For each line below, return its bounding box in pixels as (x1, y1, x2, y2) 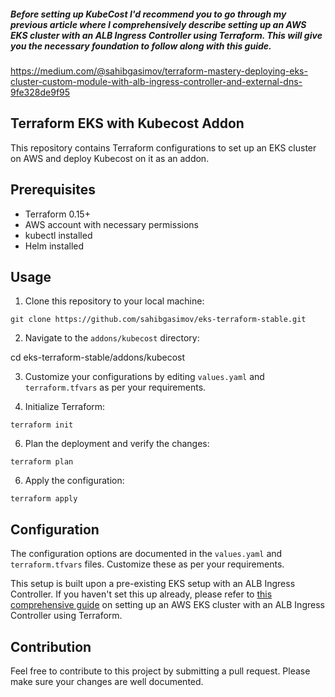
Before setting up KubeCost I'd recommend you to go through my (10, 8, 287, 20)
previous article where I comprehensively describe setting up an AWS (10, 18, 307, 30)
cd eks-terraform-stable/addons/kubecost (10, 351, 186, 364)
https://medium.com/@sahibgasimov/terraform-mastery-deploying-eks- (10, 65, 308, 77)
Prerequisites (10, 181, 96, 199)
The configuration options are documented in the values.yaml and (10, 548, 283, 560)
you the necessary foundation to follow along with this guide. (10, 40, 272, 52)
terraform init (10, 420, 74, 430)
